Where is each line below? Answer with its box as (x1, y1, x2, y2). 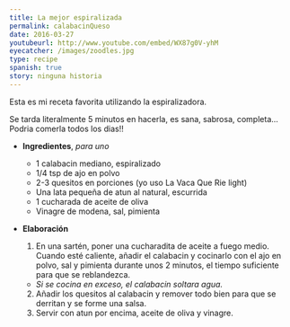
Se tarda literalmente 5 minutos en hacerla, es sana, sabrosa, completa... (9, 113, 278, 124)
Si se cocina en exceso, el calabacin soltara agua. (35, 278, 223, 289)
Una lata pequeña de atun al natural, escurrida (35, 186, 208, 198)
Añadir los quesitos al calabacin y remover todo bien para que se (35, 288, 277, 299)
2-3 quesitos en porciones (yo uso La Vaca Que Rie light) (35, 177, 248, 188)
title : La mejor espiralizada (9, 13, 123, 22)
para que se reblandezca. (35, 269, 131, 279)
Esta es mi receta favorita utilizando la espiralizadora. (9, 96, 207, 107)
